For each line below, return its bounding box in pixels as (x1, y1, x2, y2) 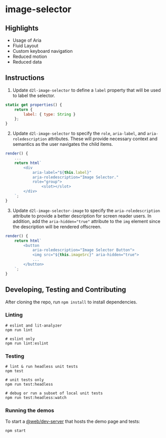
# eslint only (5, 336, 35, 341)
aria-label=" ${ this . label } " (32, 170, 92, 175)
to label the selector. (12, 92, 56, 99)
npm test (5, 368, 24, 374)
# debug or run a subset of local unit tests (5, 391, 103, 396)
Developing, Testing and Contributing (5, 286, 127, 294)
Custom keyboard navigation (12, 48, 73, 54)
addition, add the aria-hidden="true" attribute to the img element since (12, 218, 161, 224)
